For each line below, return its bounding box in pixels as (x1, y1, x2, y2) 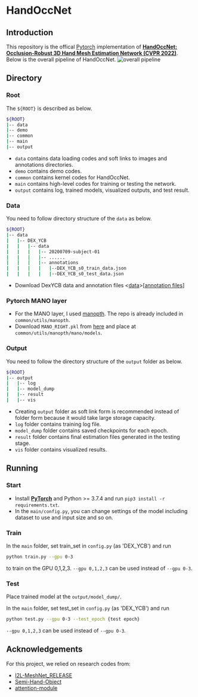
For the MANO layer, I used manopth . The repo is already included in (14, 310, 184, 317)
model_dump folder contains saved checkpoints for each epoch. (14, 426, 169, 434)
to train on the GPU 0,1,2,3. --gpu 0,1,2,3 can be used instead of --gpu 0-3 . (6, 564, 193, 572)
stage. (14, 440, 31, 447)
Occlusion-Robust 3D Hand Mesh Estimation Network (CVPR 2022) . (6, 50, 178, 57)
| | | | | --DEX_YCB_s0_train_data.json (6, 265, 127, 272)
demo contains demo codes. (14, 167, 82, 174)
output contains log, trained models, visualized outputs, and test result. (14, 186, 190, 194)
